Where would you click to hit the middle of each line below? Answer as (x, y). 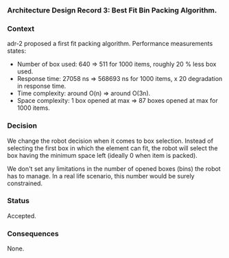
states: (16, 51)
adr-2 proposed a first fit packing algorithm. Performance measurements (110, 44)
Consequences (33, 233)
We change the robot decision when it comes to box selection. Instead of (110, 141)
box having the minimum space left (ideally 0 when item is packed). (102, 155)
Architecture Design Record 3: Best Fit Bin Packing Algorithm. (112, 10)
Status (18, 201)
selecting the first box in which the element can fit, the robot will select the (112, 148)
